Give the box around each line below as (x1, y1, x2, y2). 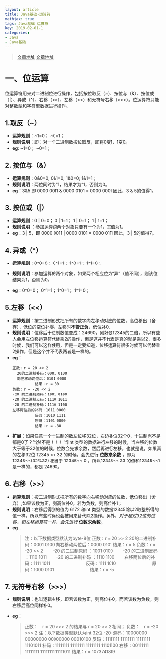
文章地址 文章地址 (17, 54, 54, 60)
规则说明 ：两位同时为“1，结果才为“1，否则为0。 (12, 182, 110, 188)
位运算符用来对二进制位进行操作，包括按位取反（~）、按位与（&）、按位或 (5, 90, 155, 96)
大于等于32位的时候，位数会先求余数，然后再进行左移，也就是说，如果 (12, 445, 157, 451)
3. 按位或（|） (5, 203, 48, 212)
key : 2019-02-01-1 (5, 26, 43, 31)
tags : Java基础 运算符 (5, 21, 49, 26)
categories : (5, 30, 30, 35)
